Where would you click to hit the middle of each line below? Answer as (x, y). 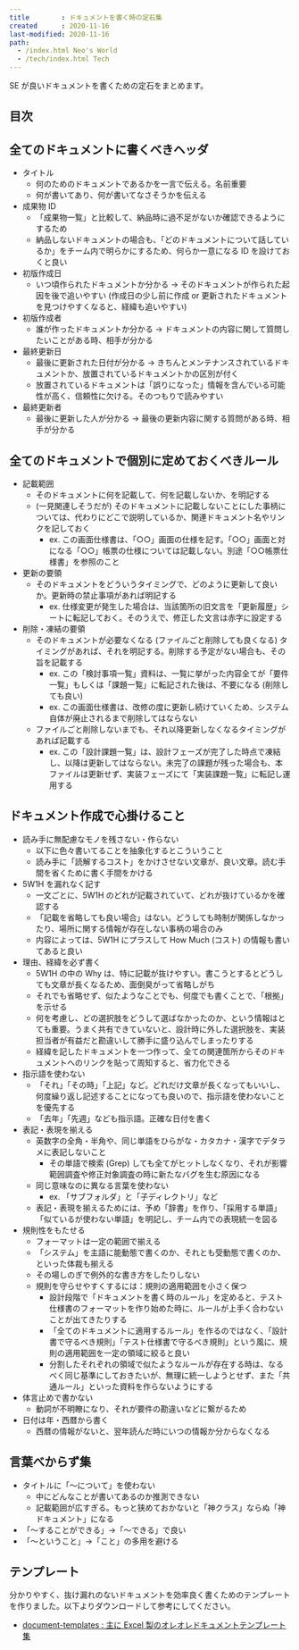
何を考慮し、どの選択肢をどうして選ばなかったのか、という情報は (157, 1018)
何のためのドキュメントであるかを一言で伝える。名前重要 (141, 184)
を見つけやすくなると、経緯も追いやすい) (111, 307)
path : (19, 42)
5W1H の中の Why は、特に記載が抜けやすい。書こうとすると (148, 973)
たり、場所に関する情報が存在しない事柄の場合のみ (129, 928)
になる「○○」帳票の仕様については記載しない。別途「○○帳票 (165, 551)
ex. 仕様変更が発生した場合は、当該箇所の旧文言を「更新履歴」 (165, 607)
